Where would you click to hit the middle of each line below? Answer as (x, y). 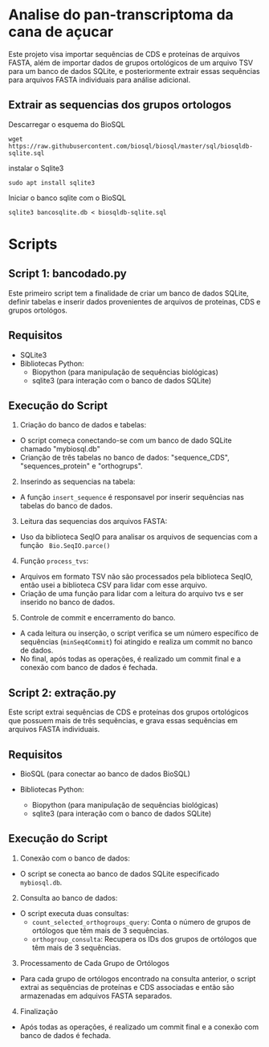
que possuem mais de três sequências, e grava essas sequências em (123, 721)
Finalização (39, 1011)
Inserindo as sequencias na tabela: (77, 482)
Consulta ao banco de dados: (69, 898)
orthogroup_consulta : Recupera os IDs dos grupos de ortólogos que (144, 939)
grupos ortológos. (38, 310)
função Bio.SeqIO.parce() (65, 546)
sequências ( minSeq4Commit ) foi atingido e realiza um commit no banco (136, 642)
